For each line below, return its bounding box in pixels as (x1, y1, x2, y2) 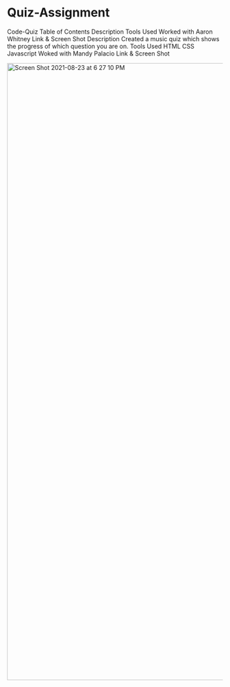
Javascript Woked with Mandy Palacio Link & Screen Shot (7, 49, 170, 58)
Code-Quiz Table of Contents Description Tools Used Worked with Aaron (7, 27, 214, 36)
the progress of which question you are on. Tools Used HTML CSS (7, 42, 195, 50)
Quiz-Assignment (7, 5, 110, 21)
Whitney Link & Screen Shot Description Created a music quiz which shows (7, 34, 220, 43)
